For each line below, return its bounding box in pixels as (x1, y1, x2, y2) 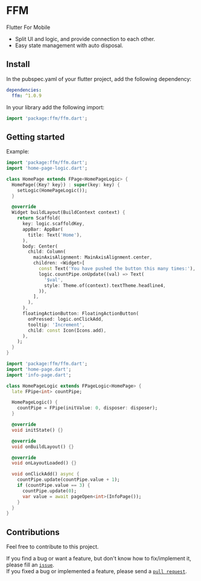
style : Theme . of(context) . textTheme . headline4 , (44, 282, 166, 289)
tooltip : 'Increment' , (28, 321, 85, 328)
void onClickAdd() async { (11, 471, 80, 477)
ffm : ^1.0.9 (11, 92, 42, 98)
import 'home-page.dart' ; (6, 366, 71, 372)
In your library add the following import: (6, 103, 104, 111)
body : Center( (22, 243, 59, 249)
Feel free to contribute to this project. (6, 543, 99, 550)
